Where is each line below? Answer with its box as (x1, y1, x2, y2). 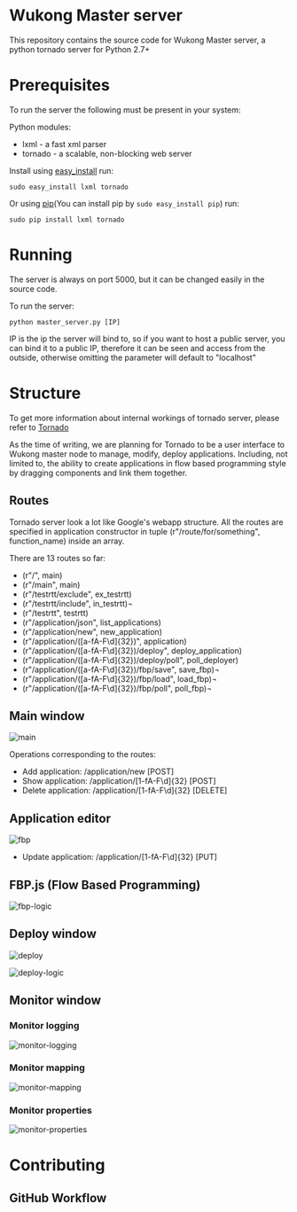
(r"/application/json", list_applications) (21, 617, 162, 628)
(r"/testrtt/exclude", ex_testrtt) (21, 589, 132, 599)
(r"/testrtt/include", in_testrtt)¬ (21, 598, 133, 608)
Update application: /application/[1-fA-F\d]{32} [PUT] (21, 852, 217, 863)
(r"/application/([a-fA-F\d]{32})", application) (21, 636, 188, 646)
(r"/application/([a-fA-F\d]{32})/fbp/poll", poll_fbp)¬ (21, 683, 213, 693)
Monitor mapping (9, 1061, 86, 1074)
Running (9, 245, 73, 265)
